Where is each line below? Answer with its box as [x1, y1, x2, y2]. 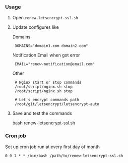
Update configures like [12, 24, 59, 30]
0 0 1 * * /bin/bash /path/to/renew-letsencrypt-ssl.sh [5, 153, 123, 158]
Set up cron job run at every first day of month [5, 144, 100, 150]
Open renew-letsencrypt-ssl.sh [12, 15, 78, 21]
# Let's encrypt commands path [14, 98, 79, 103]
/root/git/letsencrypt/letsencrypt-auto [14, 102, 100, 107]
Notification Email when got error [12, 52, 80, 58]
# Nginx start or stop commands [14, 80, 82, 85]
